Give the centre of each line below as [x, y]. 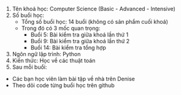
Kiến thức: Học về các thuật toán [54, 61]
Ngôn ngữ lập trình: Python [46, 54]
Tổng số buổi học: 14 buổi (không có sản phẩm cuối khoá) [95, 22]
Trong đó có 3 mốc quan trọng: [61, 28]
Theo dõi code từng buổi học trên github [63, 85]
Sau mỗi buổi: [29, 67]
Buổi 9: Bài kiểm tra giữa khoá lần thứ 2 [80, 41]
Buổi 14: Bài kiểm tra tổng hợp [68, 47]
